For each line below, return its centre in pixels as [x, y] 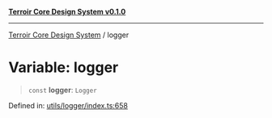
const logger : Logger [62, 90]
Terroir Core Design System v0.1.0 [67, 12]
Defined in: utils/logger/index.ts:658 [68, 105]
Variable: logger [64, 67]
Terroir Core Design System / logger [69, 35]
